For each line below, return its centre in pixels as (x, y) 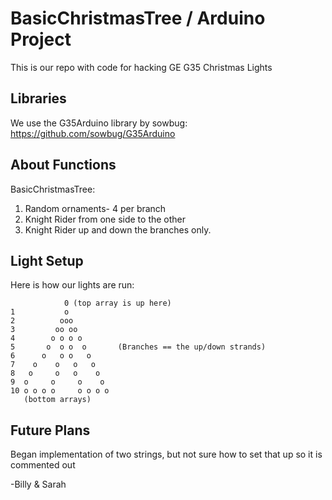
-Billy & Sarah (38, 484)
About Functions (63, 165)
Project (41, 39)
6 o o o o (51, 356)
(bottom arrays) (57, 400)
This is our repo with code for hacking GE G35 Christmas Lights (141, 67)
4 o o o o (46, 338)
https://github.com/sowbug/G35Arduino (93, 133)
